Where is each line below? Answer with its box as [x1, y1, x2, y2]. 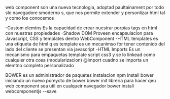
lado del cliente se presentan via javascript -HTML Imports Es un [5, 46, 141, 52]
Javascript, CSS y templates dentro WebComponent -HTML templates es [5, 35, 158, 41]
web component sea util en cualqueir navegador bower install [5, 83, 134, 89]
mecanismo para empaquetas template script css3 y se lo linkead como [5, 52, 156, 58]
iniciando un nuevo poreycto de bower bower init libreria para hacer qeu [5, 78, 156, 83]
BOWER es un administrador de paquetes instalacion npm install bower [5, 72, 154, 78]
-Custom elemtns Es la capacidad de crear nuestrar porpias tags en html [5, 25, 157, 31]
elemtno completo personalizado [5, 63, 74, 68]
